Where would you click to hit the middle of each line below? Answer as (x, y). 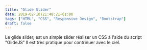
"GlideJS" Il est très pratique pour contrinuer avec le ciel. (63, 43)
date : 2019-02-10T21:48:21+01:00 (39, 14)
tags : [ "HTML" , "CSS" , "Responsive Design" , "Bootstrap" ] (65, 19)
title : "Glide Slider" (28, 10)
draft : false (18, 23)
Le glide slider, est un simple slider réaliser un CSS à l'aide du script (73, 37)
